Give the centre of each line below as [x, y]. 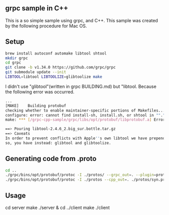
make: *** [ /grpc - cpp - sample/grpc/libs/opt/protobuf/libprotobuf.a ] [78, 120]
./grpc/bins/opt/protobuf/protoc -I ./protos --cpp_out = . [67, 180]
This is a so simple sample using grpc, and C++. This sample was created [82, 20]
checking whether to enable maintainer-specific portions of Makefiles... [85, 111]
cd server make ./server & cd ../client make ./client [57, 207]
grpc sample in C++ [37, 8]
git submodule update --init [36, 72]
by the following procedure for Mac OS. [46, 26]
